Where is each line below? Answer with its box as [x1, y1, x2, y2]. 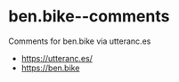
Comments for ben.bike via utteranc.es [8, 36, 151, 46]
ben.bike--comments [8, 6, 170, 27]
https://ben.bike [20, 62, 80, 73]
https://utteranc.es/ [20, 53, 93, 63]
